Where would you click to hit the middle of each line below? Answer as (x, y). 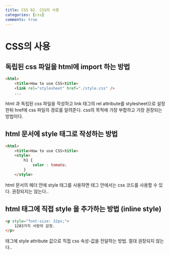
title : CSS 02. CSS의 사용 (32, 10)
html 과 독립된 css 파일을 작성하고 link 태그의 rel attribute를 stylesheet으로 (81, 103)
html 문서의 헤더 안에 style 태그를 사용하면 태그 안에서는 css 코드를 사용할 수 (81, 185)
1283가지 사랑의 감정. (35, 226)
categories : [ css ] (25, 15)
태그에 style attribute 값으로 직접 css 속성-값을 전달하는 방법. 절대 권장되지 (80, 241)
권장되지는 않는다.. (30, 191)
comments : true (21, 19)
